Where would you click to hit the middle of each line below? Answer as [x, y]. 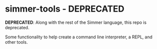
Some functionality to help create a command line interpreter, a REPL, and [79, 37]
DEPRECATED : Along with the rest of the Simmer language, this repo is [76, 22]
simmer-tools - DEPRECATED [65, 9]
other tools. [16, 42]
